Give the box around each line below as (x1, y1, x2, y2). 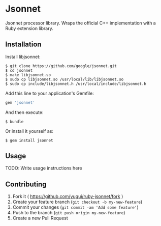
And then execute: (5, 109, 44, 115)
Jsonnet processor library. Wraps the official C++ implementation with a (5, 20, 156, 26)
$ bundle (5, 119, 24, 124)
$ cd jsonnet (5, 68, 33, 73)
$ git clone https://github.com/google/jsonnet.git (5, 63, 117, 69)
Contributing (5, 180, 47, 188)
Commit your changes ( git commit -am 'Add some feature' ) (12, 204, 139, 210)
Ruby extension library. (5, 25, 53, 31)
